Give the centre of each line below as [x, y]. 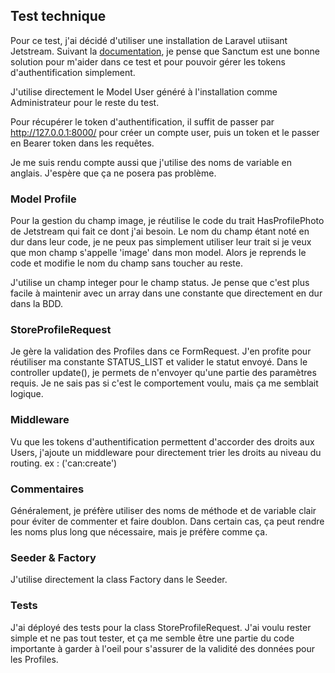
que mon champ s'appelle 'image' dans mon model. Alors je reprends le [158, 253]
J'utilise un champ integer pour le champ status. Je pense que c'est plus [160, 283]
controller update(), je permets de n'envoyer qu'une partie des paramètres [163, 373]
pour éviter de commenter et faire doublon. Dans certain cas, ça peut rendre [167, 521]
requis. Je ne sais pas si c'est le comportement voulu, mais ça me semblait [164, 383]
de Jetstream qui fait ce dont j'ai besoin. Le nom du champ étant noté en [160, 231]
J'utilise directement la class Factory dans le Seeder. [119, 580]
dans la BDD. [37, 304]
